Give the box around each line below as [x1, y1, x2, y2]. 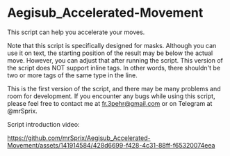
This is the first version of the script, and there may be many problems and [7, 84, 221, 93]
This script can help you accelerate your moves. [7, 28, 145, 36]
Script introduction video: [7, 120, 80, 128]
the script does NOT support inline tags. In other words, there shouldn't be [7, 63, 221, 72]
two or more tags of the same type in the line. [7, 71, 138, 79]
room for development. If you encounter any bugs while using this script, [7, 92, 215, 100]
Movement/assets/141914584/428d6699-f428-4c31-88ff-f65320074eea [7, 141, 215, 149]
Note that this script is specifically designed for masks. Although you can [7, 41, 217, 49]
